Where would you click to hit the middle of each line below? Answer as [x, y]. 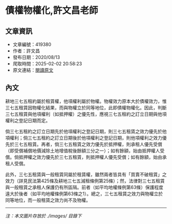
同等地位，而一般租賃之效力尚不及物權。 [48, 200]
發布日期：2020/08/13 [36, 57]
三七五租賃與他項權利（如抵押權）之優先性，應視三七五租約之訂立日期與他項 [86, 114]
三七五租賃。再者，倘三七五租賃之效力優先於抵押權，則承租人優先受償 [88, 144]
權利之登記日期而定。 [28, 120]
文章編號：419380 [32, 44]
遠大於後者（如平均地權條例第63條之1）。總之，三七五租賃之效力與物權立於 [84, 194]
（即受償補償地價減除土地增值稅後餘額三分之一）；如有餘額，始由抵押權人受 [85, 151]
